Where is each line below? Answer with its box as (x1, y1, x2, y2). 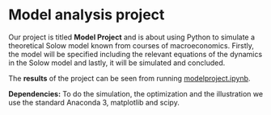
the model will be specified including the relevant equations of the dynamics (8, 49, 263, 59)
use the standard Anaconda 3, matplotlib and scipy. (8, 97, 180, 107)
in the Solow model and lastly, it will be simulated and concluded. (8, 58, 226, 68)
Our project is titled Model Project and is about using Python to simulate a (8, 32, 256, 42)
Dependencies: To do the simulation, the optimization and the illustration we (8, 88, 264, 98)
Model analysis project (8, 6, 165, 24)
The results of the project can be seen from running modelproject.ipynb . (8, 73, 251, 83)
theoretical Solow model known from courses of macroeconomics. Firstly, (8, 40, 255, 50)
